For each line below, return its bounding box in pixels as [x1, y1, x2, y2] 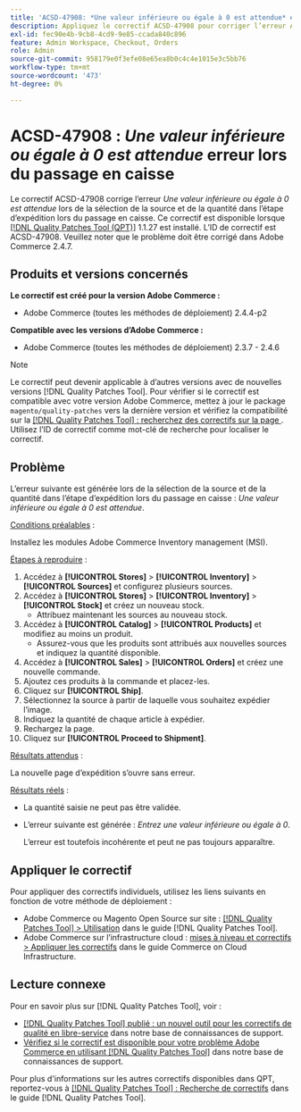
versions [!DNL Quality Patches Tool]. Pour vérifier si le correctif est [10, 386, 260, 397]
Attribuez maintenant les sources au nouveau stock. [36, 609, 229, 621]
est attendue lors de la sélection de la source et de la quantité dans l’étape [10, 203, 284, 213]
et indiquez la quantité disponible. [36, 648, 162, 658]
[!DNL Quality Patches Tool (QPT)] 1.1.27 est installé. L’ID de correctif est [10, 222, 276, 232]
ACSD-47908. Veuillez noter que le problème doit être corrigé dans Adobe [10, 231, 284, 242]
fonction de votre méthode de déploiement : [10, 896, 172, 907]
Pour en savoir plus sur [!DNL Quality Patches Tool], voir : [10, 1000, 222, 1011]
